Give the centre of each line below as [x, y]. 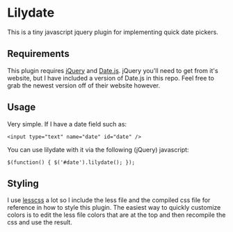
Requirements [38, 54]
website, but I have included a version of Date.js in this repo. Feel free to [111, 78]
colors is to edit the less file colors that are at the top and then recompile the [116, 215]
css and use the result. [40, 222]
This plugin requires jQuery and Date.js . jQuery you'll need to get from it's [113, 70]
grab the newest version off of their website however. [84, 85]
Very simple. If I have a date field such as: [67, 124]
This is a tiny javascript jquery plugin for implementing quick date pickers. [113, 32]
